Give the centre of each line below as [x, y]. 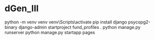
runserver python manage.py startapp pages [50, 32]
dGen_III [22, 9]
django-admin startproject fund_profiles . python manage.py [79, 27]
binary [11, 27]
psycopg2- [139, 22]
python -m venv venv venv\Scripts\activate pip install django [66, 22]
